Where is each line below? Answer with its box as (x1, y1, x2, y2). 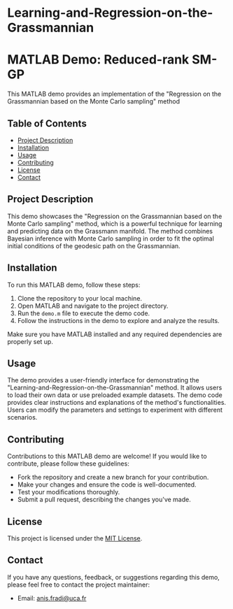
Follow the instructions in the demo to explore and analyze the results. (17, 316, 220, 324)
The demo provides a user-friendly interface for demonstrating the (7, 376, 199, 385)
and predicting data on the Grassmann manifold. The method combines (7, 227, 213, 235)
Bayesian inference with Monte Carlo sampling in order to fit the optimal (7, 234, 215, 243)
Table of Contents (7, 117, 87, 129)
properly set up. (7, 337, 54, 345)
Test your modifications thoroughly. (17, 488, 120, 496)
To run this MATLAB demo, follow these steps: (7, 280, 141, 289)
